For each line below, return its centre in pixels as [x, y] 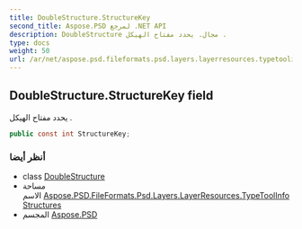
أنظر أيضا [27, 156]
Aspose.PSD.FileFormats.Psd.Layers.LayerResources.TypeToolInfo [167, 195]
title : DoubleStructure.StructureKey [80, 18]
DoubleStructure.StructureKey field [111, 96]
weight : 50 [30, 51]
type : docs [30, 43]
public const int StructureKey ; [70, 134]
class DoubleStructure [63, 176]
